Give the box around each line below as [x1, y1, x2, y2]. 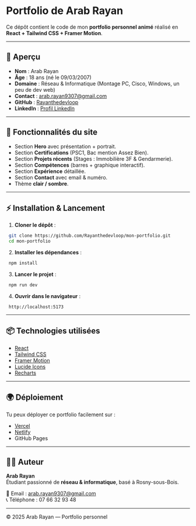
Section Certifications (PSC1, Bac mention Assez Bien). [14, 149, 149, 156]
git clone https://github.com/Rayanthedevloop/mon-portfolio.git [8, 233, 171, 239]
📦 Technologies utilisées [6, 326, 100, 336]
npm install [8, 260, 38, 267]
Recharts [14, 369, 37, 376]
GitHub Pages [14, 434, 48, 442]
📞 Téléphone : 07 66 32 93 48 [6, 496, 76, 503]
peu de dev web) [14, 86, 55, 93]
